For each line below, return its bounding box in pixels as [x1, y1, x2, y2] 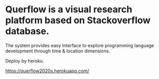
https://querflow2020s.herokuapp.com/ [5, 68, 89, 74]
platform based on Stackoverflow [5, 14, 151, 26]
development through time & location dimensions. [5, 48, 110, 54]
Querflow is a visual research [5, 4, 132, 15]
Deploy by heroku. [5, 57, 45, 64]
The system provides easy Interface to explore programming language [5, 42, 154, 48]
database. [5, 26, 50, 37]
